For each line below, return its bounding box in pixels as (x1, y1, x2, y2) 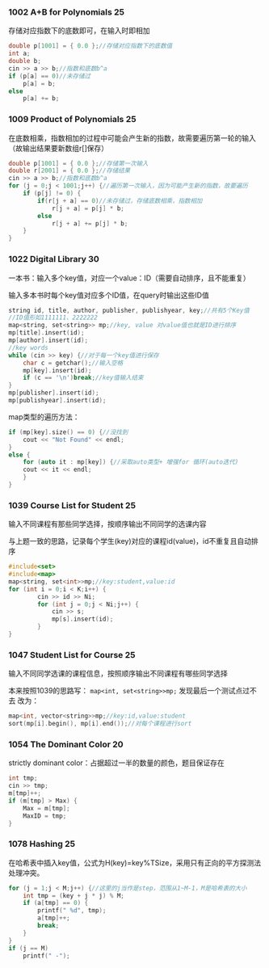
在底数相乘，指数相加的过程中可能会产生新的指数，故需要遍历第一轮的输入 (8, 133, 256, 143)
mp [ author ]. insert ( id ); (8, 336, 89, 345)
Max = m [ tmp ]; (23, 804, 70, 812)
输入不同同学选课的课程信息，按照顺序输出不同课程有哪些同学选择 (8, 669, 228, 679)
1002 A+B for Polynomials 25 (8, 6, 125, 18)
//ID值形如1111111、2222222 (8, 314, 99, 322)
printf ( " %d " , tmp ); (37, 907, 107, 915)
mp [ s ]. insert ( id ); (51, 615, 114, 624)
